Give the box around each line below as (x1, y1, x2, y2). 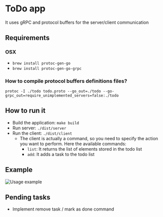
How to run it (5, 107, 46, 115)
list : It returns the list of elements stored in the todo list (27, 146, 142, 152)
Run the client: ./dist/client (12, 130, 73, 136)
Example (5, 165, 33, 174)
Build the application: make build (12, 119, 80, 125)
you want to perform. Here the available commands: (19, 141, 127, 147)
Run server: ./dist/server (12, 125, 67, 131)
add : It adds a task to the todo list (27, 151, 95, 157)
